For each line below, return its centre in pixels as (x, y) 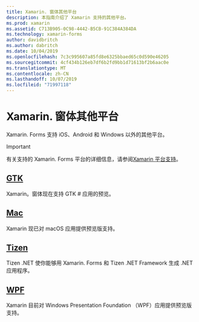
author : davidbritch (32, 40)
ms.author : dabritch (32, 46)
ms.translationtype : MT (36, 68)
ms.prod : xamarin (28, 23)
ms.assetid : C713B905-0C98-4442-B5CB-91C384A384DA (71, 29)
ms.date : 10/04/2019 (32, 51)
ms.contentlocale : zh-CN (38, 74)
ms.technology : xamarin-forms (44, 34)
